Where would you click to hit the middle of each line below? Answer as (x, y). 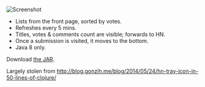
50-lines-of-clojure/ (31, 78)
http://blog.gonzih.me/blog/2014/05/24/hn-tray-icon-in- (128, 71)
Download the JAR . (31, 59)
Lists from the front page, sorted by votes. (69, 21)
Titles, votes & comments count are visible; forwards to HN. (90, 34)
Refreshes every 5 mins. (46, 28)
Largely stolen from (31, 71)
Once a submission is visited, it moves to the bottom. (82, 41)
